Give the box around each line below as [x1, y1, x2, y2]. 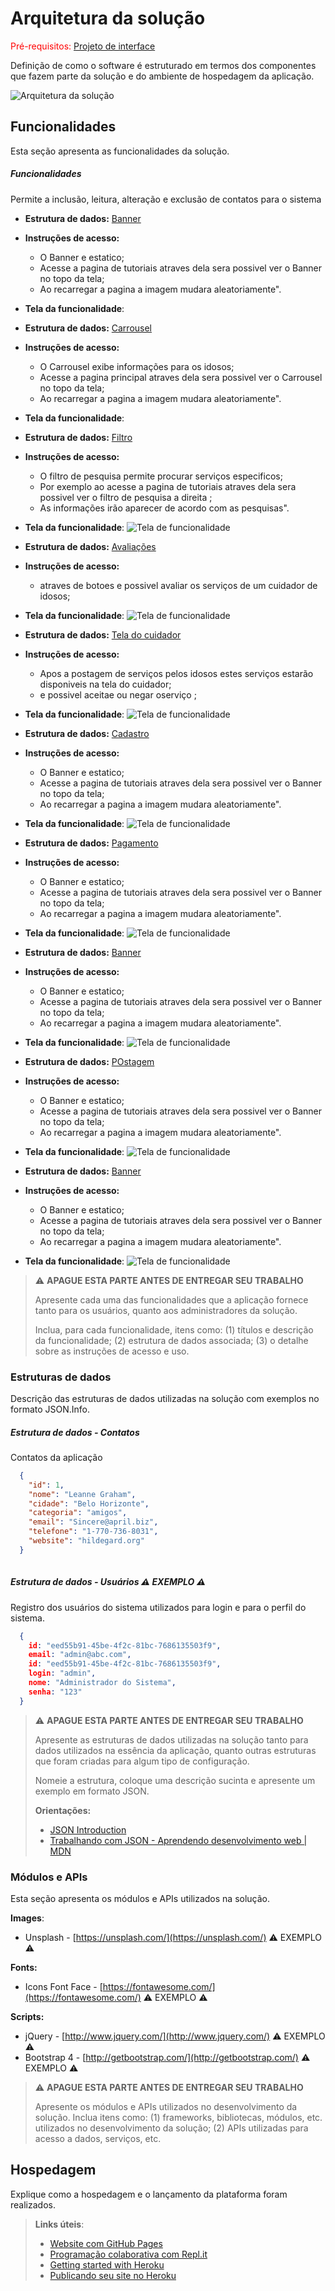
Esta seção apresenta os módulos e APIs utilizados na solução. [10, 1893, 271, 1904]
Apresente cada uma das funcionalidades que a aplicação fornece [34, 1293, 309, 1306]
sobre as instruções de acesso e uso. [34, 1345, 190, 1357]
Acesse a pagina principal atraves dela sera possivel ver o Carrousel [39, 371, 323, 383]
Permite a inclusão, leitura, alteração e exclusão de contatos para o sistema [10, 193, 322, 205]
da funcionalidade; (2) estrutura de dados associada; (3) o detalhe [34, 1334, 309, 1346]
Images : [10, 1912, 45, 1924]
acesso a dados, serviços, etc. [34, 2133, 162, 2144]
